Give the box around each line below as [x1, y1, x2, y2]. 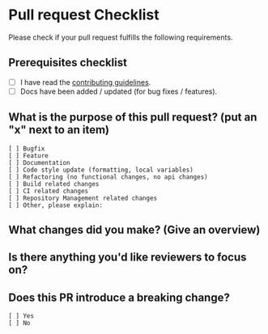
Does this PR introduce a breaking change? [8, 290, 231, 304]
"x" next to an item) [8, 123, 109, 137]
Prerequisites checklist [8, 56, 128, 70]
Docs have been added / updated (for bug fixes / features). [19, 87, 218, 96]
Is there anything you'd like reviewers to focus [8, 251, 247, 264]
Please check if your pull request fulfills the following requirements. [8, 32, 233, 42]
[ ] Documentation [8, 159, 70, 167]
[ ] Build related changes [8, 180, 100, 188]
